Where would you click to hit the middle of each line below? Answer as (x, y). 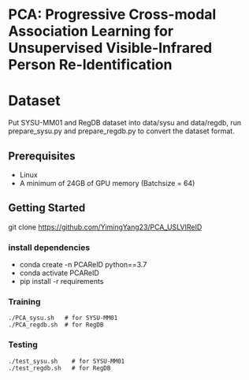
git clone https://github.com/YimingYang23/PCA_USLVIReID (105, 227)
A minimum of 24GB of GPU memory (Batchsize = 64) (107, 183)
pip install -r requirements (61, 281)
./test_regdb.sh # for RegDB (59, 368)
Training (24, 301)
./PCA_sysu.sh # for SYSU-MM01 (63, 318)
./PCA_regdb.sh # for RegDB (56, 325)
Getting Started (47, 208)
